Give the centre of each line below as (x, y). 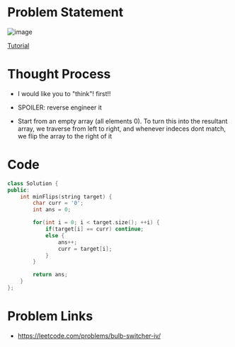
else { (55, 235)
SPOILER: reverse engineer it (60, 107)
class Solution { (33, 183)
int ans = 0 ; (52, 210)
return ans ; (51, 275)
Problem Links (50, 316)
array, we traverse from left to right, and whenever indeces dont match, (122, 129)
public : (19, 190)
